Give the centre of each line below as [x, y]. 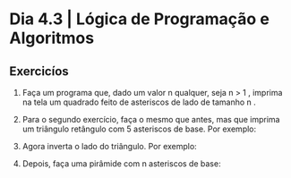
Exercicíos [39, 71]
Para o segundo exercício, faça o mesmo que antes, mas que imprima [151, 119]
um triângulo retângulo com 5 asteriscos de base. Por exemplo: [139, 129]
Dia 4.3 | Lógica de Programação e [140, 19]
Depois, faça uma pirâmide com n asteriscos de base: [121, 164]
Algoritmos [52, 38]
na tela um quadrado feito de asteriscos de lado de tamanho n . [139, 102]
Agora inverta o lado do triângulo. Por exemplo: [109, 146]
